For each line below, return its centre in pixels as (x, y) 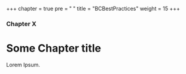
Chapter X (22, 24)
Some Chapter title (54, 48)
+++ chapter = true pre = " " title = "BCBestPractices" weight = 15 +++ (93, 9)
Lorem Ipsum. (23, 65)
